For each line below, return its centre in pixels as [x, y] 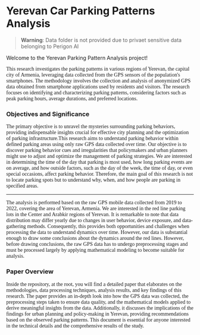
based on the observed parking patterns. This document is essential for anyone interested [98, 320]
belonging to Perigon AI [50, 46]
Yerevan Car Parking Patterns [81, 11]
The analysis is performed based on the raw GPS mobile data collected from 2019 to [94, 203]
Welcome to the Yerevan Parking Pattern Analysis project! [77, 58]
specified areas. [22, 186]
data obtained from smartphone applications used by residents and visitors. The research [98, 86]
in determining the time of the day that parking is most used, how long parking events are [99, 162]
